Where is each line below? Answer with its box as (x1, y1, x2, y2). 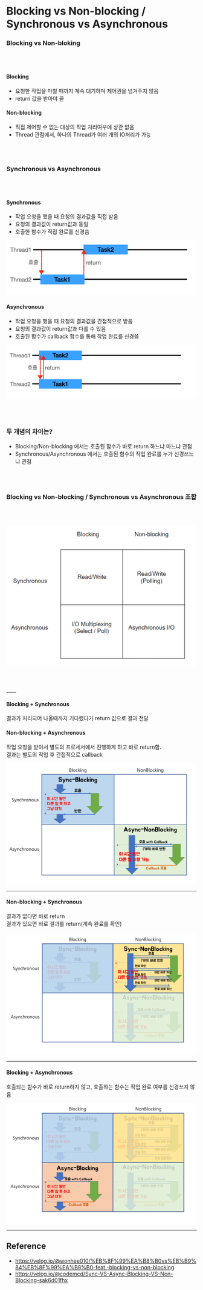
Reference (6, 1241, 47, 1251)
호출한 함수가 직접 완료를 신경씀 (14, 228, 89, 235)
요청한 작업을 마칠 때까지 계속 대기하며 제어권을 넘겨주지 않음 (14, 87, 159, 95)
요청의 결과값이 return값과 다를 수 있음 (14, 325, 106, 332)
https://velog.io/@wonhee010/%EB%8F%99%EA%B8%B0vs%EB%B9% (14, 1257, 196, 1265)
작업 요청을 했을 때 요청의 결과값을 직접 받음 (14, 213, 119, 220)
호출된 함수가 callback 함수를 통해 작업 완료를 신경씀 (14, 333, 140, 340)
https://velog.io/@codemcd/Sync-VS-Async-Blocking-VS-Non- (14, 1270, 173, 1277)
